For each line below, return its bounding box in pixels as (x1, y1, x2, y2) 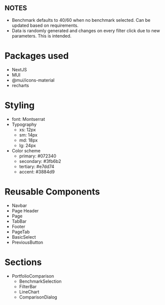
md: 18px (19, 137, 38, 143)
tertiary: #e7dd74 (19, 163, 55, 169)
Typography (11, 121, 37, 127)
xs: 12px (19, 126, 36, 133)
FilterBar (19, 283, 37, 289)
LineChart (19, 289, 40, 295)
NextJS (11, 66, 27, 72)
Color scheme (11, 148, 41, 153)
